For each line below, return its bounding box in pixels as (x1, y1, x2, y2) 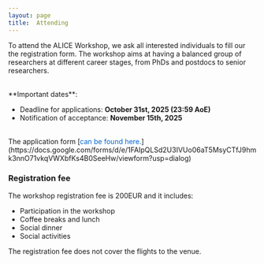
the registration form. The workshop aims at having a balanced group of (8, 49, 242, 58)
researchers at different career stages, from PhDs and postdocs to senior (8, 57, 247, 67)
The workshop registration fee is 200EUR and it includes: (8, 191, 194, 200)
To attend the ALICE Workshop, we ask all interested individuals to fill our (8, 40, 246, 50)
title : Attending (8, 19, 69, 27)
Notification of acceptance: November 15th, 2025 (19, 113, 183, 122)
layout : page (8, 11, 51, 20)
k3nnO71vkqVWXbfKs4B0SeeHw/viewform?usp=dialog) (8, 153, 191, 162)
